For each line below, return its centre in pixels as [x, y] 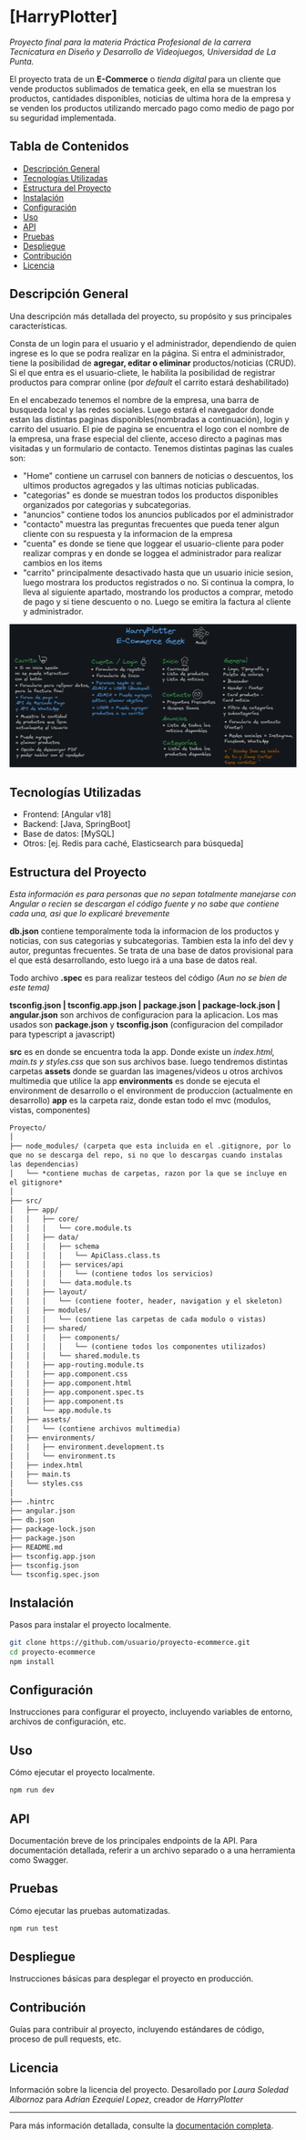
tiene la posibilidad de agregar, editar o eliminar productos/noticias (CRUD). [153, 363]
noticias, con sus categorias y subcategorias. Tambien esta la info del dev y [152, 941]
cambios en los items [62, 563]
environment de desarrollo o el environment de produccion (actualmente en [151, 1091]
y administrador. [53, 611]
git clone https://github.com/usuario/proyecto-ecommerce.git [130, 1643]
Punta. [22, 61]
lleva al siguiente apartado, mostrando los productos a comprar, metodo [158, 592]
